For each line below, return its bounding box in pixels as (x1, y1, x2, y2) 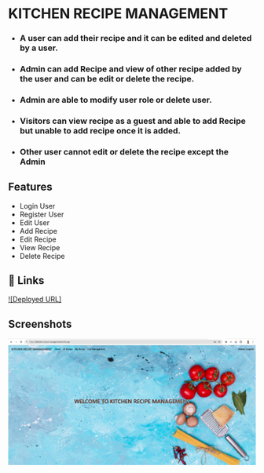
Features (8, 180, 53, 194)
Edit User (19, 217, 49, 227)
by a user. (19, 42, 59, 53)
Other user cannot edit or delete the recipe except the (19, 146, 229, 157)
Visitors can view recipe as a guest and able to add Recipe (19, 115, 246, 126)
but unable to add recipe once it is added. (19, 125, 181, 136)
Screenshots (8, 317, 72, 330)
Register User (19, 209, 64, 219)
